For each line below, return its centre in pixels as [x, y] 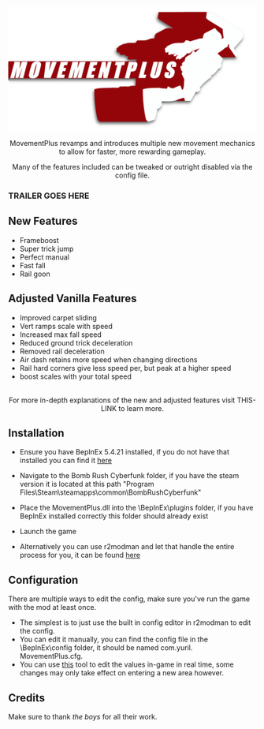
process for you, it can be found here [80, 555]
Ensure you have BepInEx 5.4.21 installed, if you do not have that [125, 452]
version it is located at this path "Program [87, 484]
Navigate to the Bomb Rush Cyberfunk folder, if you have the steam [129, 476]
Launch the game [48, 532]
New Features [43, 221]
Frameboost [39, 240]
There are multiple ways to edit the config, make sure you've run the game [129, 599]
